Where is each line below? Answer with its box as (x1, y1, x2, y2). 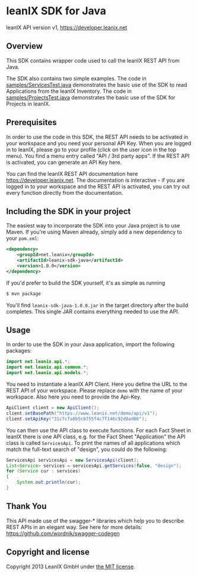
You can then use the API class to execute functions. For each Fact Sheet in (6, 426, 191, 434)
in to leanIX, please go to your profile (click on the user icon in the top (6, 146, 177, 153)
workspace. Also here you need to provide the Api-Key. (6, 393, 142, 400)
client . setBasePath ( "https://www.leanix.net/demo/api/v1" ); (6, 410, 158, 416)
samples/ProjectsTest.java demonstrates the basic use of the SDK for (6, 94, 176, 101)
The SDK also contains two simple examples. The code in (6, 74, 147, 82)
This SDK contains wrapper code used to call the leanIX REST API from (6, 57, 180, 64)
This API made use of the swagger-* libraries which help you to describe (6, 517, 184, 524)
